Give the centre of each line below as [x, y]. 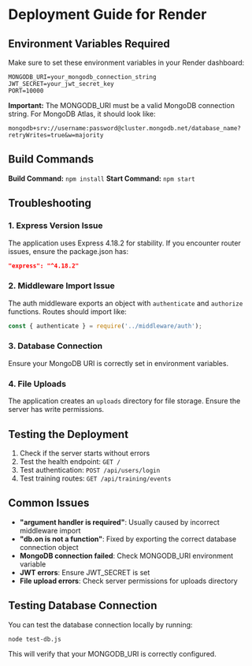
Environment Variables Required [89, 44]
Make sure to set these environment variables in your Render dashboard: [126, 62]
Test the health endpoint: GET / [70, 461]
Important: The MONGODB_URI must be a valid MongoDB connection [121, 105]
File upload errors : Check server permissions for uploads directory [128, 581]
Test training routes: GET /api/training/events [95, 478]
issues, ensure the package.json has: [69, 251]
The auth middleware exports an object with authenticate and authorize [126, 303]
